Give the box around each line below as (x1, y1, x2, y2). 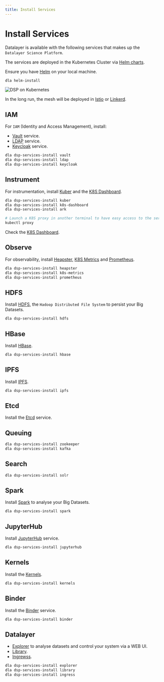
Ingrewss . (12, 654, 32, 659)
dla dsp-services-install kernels (5, 581, 76, 586)
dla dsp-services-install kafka (5, 446, 71, 452)
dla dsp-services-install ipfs (5, 388, 69, 393)
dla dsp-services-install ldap (5, 158, 69, 162)
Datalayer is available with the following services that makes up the (5, 45, 140, 50)
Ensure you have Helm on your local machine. (5, 68, 97, 74)
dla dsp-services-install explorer (5, 663, 78, 668)
